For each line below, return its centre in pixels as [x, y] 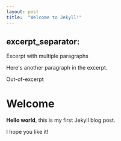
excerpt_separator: [43, 42]
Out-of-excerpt [25, 79]
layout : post [23, 12]
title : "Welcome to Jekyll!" [44, 17]
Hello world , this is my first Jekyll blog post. [61, 120]
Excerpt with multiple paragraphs [47, 56]
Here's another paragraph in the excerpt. [57, 68]
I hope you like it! [27, 132]
